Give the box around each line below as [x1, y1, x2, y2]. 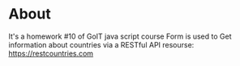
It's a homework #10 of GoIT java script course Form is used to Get [8, 31, 233, 41]
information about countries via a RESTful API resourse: [8, 39, 195, 49]
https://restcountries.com [8, 48, 94, 58]
